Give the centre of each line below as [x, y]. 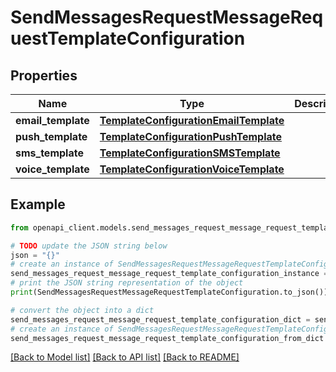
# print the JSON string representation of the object [127, 283]
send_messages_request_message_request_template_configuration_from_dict [167, 338]
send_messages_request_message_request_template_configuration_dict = [160, 319]
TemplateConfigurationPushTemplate [190, 136]
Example [38, 204]
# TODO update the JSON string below [89, 246]
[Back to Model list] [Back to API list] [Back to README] [125, 357]
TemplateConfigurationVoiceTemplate [192, 169]
